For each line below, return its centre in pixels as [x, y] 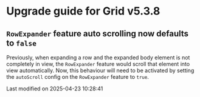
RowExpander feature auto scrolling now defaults [98, 34]
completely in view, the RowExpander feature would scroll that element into [98, 64]
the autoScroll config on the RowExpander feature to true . [78, 77]
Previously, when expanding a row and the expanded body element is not [98, 58]
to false [22, 43]
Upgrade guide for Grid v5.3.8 [83, 11]
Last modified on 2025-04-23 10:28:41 [55, 89]
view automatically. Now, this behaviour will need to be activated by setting [100, 70]
